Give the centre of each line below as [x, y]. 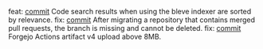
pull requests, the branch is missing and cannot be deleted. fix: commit [125, 28]
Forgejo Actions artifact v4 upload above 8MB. [85, 36]
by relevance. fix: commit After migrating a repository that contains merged [132, 20]
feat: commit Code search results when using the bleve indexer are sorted [130, 11]
